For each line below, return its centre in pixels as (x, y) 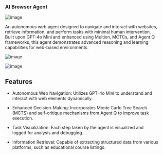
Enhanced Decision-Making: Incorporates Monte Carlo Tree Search (80, 108)
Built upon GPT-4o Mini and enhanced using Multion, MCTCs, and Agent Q (80, 37)
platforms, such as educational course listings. (59, 147)
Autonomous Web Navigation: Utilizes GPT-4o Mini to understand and (82, 93)
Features (19, 81)
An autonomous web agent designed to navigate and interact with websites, (81, 27)
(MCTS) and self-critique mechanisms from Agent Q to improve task (81, 113)
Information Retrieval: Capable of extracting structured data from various (85, 142)
